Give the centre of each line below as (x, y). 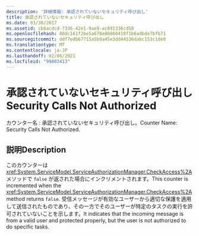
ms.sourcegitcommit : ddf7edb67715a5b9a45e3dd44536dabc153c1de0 (86, 39)
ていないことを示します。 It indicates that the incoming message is (103, 214)
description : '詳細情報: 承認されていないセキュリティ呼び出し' (77, 12)
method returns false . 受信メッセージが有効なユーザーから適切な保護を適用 (99, 199)
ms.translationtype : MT (36, 45)
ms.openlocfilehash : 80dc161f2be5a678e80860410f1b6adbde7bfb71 (86, 34)
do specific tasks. (28, 227)
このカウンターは (27, 165)
